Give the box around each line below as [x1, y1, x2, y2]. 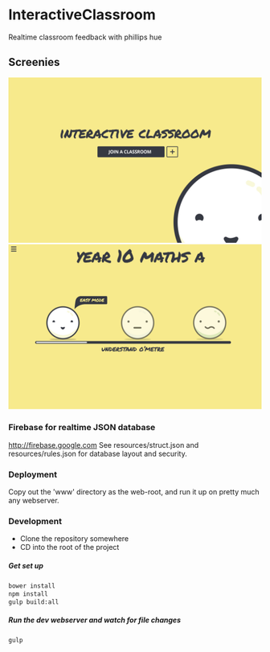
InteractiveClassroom [8, 6, 157, 24]
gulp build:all [8, 598, 59, 606]
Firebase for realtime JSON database [8, 422, 156, 433]
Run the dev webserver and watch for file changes [8, 615, 182, 625]
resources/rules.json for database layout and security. [8, 449, 187, 458]
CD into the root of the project [19, 543, 120, 552]
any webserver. [8, 495, 59, 505]
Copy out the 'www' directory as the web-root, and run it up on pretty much [8, 486, 260, 496]
